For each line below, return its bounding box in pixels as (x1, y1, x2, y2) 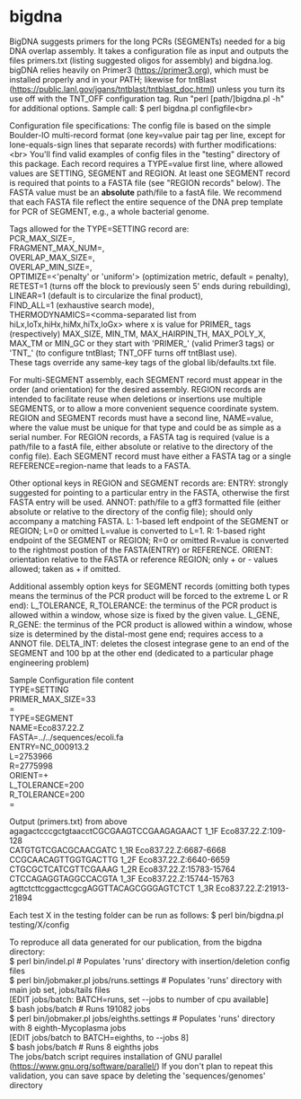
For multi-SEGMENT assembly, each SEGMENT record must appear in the (9, 374, 283, 385)
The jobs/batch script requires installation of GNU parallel (9, 1051, 223, 1061)
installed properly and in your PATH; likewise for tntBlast (9, 74, 217, 84)
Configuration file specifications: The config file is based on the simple (9, 119, 271, 131)
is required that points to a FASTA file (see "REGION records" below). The (9, 177, 281, 188)
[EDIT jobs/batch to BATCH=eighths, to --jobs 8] (9, 1032, 190, 1042)
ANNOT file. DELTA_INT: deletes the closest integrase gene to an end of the (9, 637, 289, 648)
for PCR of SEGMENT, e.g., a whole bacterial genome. (9, 206, 209, 216)
